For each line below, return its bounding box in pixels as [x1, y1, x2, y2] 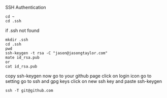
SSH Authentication [5, 5, 47, 10]
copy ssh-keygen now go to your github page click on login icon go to [5, 73, 152, 79]
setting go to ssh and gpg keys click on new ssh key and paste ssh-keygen [5, 78, 162, 84]
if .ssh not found [5, 27, 40, 34]
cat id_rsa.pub [5, 64, 38, 69]
